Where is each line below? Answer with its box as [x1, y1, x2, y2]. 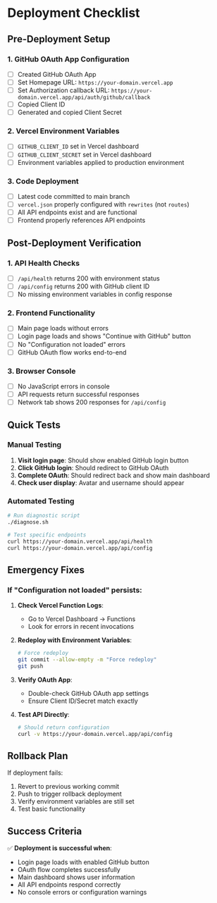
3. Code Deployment [7, 176, 79, 186]
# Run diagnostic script [7, 512, 80, 520]
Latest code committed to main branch [17, 192, 130, 200]
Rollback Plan [7, 749, 68, 762]
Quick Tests [7, 419, 61, 431]
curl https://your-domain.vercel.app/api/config [7, 544, 153, 551]
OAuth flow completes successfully [17, 866, 121, 874]
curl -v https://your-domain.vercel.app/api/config [17, 730, 173, 737]
